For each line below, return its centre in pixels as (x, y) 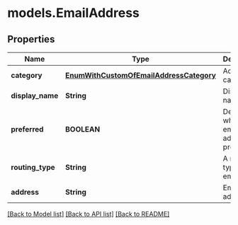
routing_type (33, 167)
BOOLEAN (83, 129)
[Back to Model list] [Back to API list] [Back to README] (89, 214)
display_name (35, 96)
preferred (27, 129)
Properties (31, 39)
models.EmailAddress (73, 13)
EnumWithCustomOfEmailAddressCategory (140, 75)
